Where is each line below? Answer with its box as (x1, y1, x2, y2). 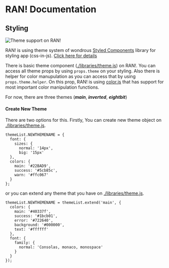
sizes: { (14, 141, 33, 146)
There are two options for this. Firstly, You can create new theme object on (5, 117, 162, 123)
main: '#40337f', (14, 209, 51, 215)
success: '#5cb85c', (14, 168, 58, 173)
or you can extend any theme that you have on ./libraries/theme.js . (5, 190, 145, 197)
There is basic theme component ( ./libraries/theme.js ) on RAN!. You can (5, 63, 156, 68)
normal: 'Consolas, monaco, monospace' (18, 245, 103, 250)
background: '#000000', (14, 223, 65, 228)
